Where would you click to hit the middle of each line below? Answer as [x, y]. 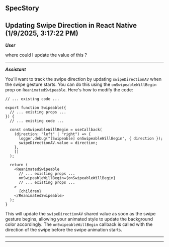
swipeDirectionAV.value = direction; [58, 143]
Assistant [16, 69]
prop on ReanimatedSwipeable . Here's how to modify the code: [69, 90]
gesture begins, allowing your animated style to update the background [79, 219]
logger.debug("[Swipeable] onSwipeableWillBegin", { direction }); [91, 139]
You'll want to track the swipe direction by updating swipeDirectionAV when [83, 79]
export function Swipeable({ [36, 108]
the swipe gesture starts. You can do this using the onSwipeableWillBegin [81, 84]
